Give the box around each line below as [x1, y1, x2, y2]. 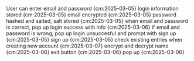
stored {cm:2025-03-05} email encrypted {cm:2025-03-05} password [6, 11, 177, 18]
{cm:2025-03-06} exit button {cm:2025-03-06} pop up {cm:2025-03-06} [6, 49, 185, 55]
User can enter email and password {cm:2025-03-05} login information [6, 5, 179, 12]
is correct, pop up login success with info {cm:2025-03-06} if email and [6, 23, 180, 30]
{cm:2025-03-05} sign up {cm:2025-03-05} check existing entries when [6, 36, 183, 43]
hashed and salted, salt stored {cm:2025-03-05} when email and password [6, 18, 189, 24]
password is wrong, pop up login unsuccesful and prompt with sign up [6, 30, 176, 37]
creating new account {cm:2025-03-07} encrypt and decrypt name [6, 42, 169, 49]
